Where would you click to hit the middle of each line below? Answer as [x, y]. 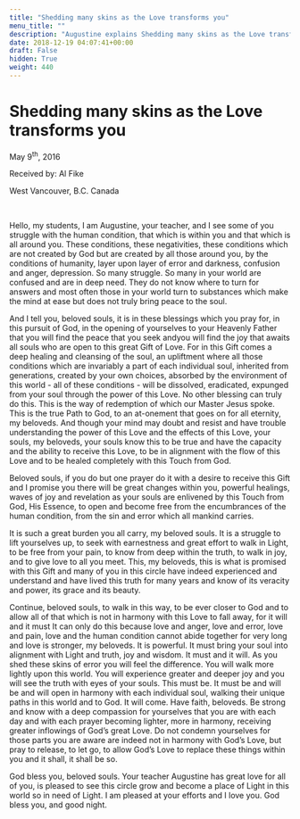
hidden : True [33, 59]
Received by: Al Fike [47, 174]
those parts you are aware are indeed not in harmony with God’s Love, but [146, 740]
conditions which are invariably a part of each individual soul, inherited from [149, 366]
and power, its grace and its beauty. [75, 591]
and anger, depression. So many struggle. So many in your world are [135, 273]
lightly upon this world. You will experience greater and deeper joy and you [147, 674]
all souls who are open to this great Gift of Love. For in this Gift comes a [141, 347]
